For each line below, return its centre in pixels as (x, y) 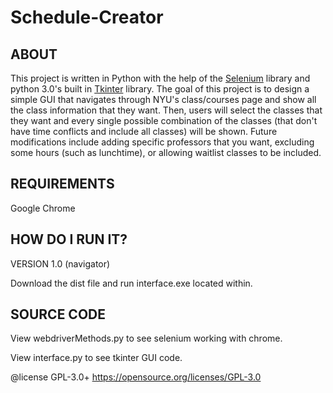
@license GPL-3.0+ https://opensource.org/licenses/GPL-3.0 (136, 377)
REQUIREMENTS (62, 184)
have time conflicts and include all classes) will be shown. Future (144, 131)
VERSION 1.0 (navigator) (60, 263)
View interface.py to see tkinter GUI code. (96, 358)
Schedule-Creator (87, 17)
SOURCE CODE (58, 314)
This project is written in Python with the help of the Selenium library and (160, 78)
